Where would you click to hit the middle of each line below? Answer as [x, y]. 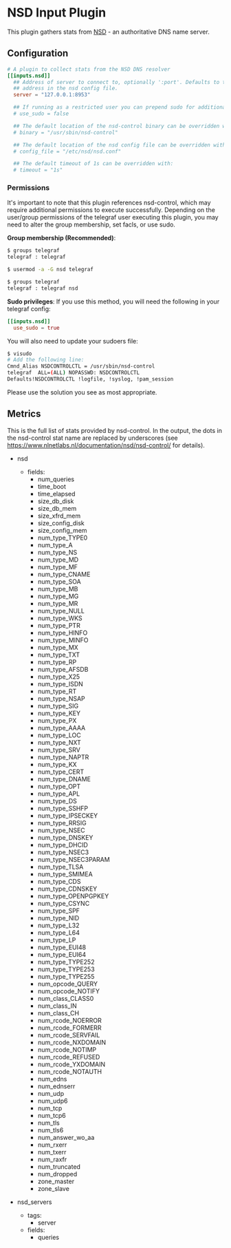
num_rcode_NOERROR [69, 1020]
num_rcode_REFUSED [69, 1057]
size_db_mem [57, 508]
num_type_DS [57, 801]
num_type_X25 [59, 677]
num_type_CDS [59, 881]
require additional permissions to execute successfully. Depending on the [111, 210]
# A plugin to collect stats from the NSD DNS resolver [89, 69]
